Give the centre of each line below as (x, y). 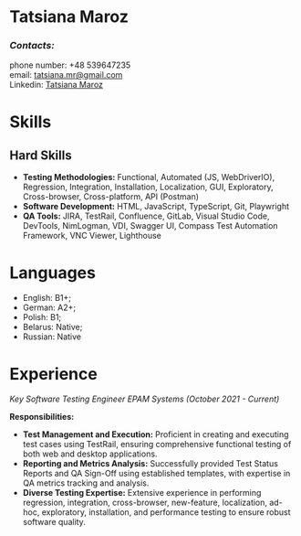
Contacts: (32, 46)
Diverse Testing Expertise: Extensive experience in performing (142, 493)
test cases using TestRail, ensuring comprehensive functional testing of (157, 445)
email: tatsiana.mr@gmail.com (66, 75)
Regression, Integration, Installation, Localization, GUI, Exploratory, (148, 187)
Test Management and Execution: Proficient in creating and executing (156, 434)
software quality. (54, 522)
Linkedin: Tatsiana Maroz (56, 85)
